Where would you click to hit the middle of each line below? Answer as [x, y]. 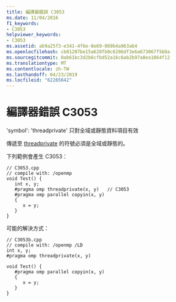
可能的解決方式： [28, 228]
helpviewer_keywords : [34, 35]
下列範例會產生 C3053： [37, 157]
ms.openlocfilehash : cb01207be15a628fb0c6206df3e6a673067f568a [88, 52]
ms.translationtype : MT [37, 63]
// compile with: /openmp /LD [45, 245]
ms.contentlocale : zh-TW [38, 69]
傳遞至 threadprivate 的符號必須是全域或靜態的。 [68, 144]
